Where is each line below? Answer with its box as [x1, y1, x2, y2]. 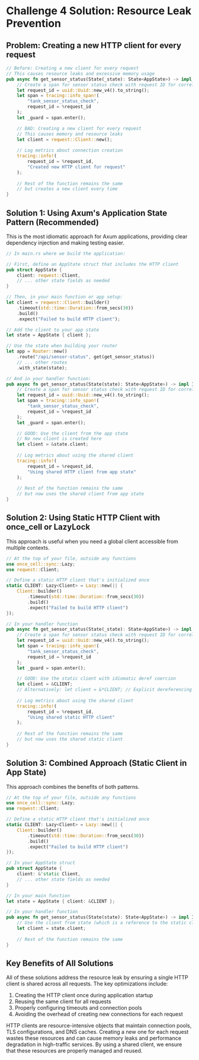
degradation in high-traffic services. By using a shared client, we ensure [6, 1041, 182, 1048]
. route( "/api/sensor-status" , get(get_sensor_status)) [17, 354, 155, 360]
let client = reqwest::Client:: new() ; [17, 136, 113, 143]
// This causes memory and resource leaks [17, 131, 123, 137]
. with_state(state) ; [17, 365, 68, 371]
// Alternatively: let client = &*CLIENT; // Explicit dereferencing [17, 687, 192, 693]
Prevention [6, 17, 61, 30]
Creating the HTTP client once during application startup [14, 992, 153, 999]
